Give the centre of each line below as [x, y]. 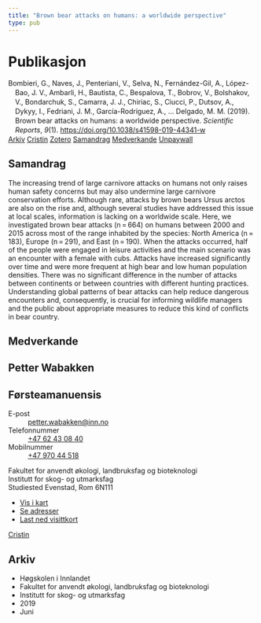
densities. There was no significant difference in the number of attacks [123, 275]
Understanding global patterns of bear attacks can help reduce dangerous [129, 291]
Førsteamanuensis [55, 394]
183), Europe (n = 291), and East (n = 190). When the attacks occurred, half [128, 241]
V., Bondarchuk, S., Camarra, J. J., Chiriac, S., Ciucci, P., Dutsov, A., [125, 102]
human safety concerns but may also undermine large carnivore [112, 191]
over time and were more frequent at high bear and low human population [128, 266]
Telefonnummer [34, 430]
